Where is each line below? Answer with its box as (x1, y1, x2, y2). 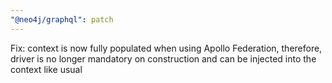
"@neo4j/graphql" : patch (10, 14, 114, 25)
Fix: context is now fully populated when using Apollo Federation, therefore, (10, 42, 323, 54)
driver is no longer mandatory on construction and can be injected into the (10, 52, 317, 65)
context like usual (10, 63, 83, 75)
